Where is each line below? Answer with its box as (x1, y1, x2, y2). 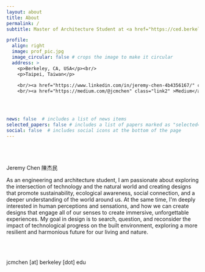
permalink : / (6, 20, 40, 26)
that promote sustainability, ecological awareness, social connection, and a (6, 189, 195, 197)
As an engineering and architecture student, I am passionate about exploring (6, 177, 199, 184)
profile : (6, 37, 29, 43)
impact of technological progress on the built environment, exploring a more (6, 222, 198, 229)
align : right (12, 43, 45, 49)
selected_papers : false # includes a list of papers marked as (6, 122, 171, 128)
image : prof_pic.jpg (12, 48, 64, 55)
